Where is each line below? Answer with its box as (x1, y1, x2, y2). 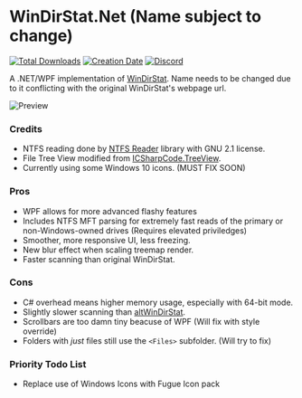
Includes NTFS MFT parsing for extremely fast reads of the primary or (22, 215, 283, 226)
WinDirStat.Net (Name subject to (9, 6, 262, 27)
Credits (9, 122, 42, 135)
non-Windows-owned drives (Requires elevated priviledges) (22, 224, 247, 236)
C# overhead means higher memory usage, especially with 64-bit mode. (22, 297, 294, 308)
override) (22, 326, 57, 336)
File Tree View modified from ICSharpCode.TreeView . (22, 153, 222, 164)
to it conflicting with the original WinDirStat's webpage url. (9, 82, 227, 93)
